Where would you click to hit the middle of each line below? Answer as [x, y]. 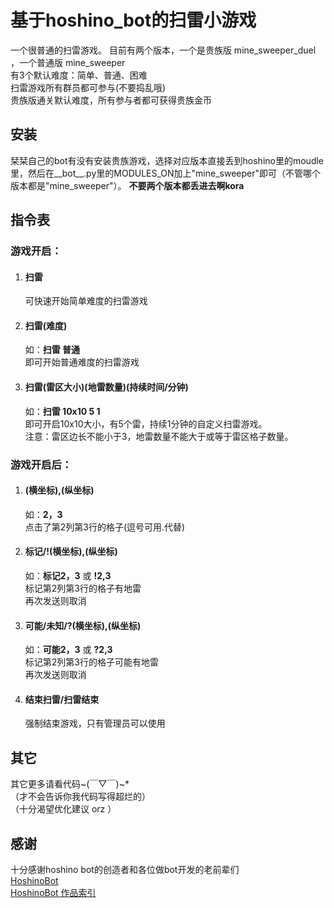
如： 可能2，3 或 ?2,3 [68, 650]
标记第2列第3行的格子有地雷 [83, 588]
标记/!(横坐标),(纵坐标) [71, 552]
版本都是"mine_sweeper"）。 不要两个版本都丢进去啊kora [127, 185]
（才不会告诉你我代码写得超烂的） [80, 797]
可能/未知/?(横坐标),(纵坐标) [83, 625]
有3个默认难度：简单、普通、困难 [79, 75]
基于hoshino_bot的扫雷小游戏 [133, 20]
